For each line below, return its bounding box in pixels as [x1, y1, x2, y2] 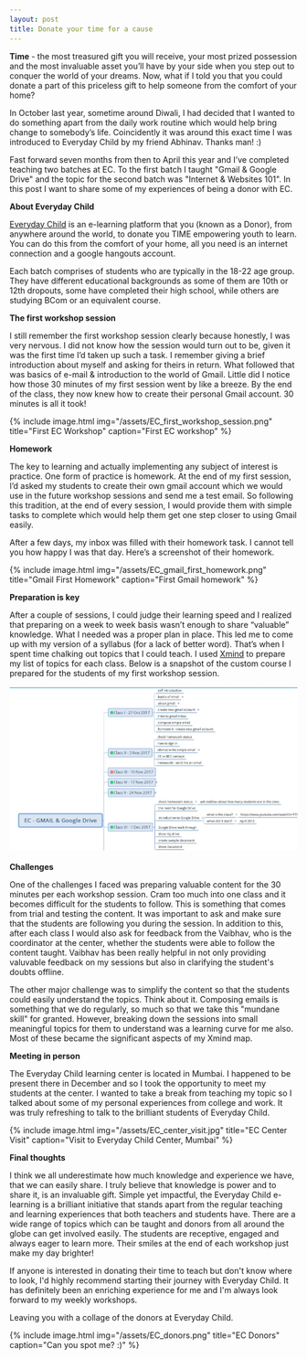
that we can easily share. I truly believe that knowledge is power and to [9, 1180, 277, 1191]
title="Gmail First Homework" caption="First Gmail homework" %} [9, 574, 259, 585]
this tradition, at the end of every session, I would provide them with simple [9, 499, 292, 511]
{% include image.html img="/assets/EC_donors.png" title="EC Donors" [9, 1330, 281, 1341]
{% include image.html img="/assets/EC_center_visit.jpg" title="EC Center [9, 1125, 288, 1136]
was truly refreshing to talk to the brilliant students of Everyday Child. [9, 1107, 270, 1119]
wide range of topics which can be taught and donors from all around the [9, 1218, 285, 1229]
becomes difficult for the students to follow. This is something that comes [9, 898, 286, 909]
